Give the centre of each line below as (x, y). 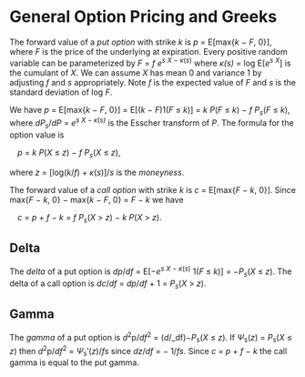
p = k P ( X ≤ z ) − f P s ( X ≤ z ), (69, 153)
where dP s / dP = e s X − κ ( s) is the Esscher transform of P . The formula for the (152, 123)
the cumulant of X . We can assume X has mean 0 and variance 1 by (136, 72)
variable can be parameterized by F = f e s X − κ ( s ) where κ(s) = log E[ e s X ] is (150, 62)
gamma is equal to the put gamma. (74, 362)
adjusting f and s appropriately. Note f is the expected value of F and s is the (152, 82)
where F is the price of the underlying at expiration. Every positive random (149, 51)
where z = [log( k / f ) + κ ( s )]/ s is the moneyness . (97, 172)
